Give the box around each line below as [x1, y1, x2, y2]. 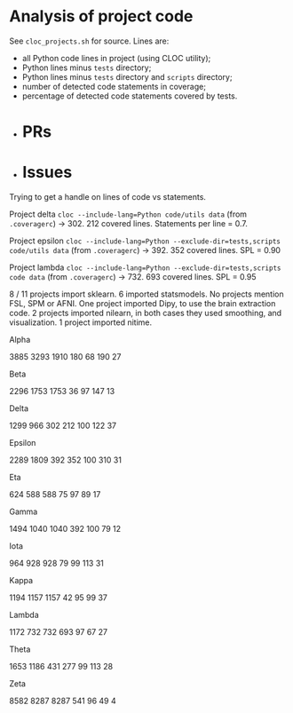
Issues [21, 162, 73, 183]
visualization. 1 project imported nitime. [9, 317, 153, 328]
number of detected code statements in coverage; [21, 81, 207, 91]
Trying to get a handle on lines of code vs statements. [9, 192, 207, 202]
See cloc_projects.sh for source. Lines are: [9, 36, 170, 46]
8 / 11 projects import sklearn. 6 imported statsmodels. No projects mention [9, 289, 284, 299]
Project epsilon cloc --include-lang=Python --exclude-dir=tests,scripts [9, 235, 281, 246]
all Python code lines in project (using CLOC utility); [21, 52, 211, 63]
